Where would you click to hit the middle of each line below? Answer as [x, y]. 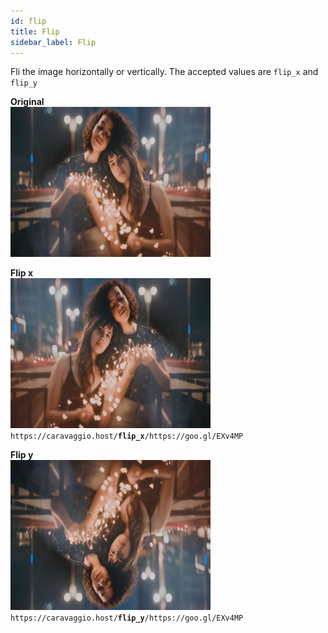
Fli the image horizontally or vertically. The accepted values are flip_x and [164, 72]
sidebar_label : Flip [53, 42]
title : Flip [35, 31]
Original [27, 102]
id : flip [28, 21]
